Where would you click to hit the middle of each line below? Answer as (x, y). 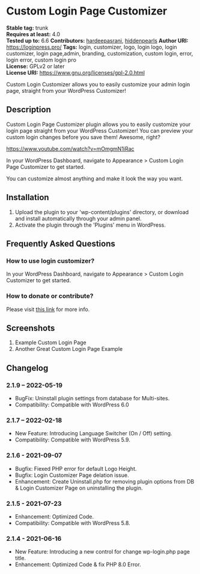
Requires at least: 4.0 (33, 34)
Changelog (27, 368)
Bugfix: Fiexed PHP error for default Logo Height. (76, 468)
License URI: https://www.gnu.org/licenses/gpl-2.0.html (76, 72)
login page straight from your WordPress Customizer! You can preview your (100, 130)
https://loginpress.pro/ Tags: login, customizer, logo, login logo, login (92, 47)
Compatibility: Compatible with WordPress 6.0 (72, 405)
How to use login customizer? (50, 260)
